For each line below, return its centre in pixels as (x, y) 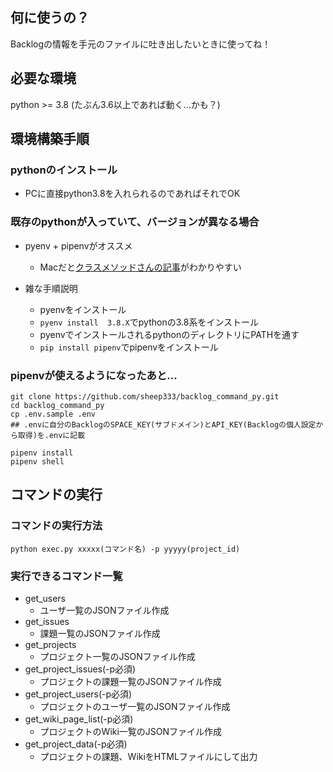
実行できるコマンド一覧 (66, 576)
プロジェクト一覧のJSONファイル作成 (117, 656)
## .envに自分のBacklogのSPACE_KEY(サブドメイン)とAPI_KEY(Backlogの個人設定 (163, 424)
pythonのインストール (64, 170)
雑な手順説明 (51, 288)
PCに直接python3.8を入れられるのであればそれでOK (132, 194)
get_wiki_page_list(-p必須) (79, 719)
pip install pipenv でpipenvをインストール (129, 347)
